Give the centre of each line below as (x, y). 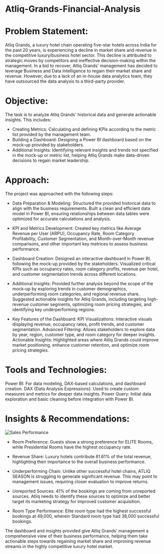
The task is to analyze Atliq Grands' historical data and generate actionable (81, 115)
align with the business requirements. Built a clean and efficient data (81, 208)
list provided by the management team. (52, 134)
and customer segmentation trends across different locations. (74, 274)
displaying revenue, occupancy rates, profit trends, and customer (78, 324)
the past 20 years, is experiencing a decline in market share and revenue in (81, 50)
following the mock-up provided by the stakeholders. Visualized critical (84, 264)
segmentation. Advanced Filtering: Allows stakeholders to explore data (83, 329)
